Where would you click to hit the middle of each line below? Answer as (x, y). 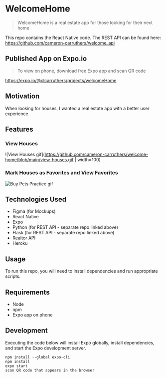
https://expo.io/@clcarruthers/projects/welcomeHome (61, 80)
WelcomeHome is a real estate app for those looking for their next (85, 23)
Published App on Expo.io (46, 59)
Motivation (22, 96)
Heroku (20, 243)
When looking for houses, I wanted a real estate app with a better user (77, 108)
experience (17, 114)
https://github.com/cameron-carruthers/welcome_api (60, 43)
